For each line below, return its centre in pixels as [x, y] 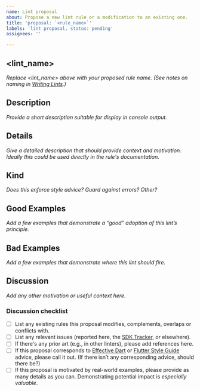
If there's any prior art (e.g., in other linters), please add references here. [104, 344]
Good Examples [36, 209]
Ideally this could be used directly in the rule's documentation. [83, 156]
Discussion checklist [37, 311]
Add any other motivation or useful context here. [66, 295]
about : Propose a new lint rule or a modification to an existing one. [97, 17]
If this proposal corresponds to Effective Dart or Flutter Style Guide [97, 350]
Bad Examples [33, 248]
